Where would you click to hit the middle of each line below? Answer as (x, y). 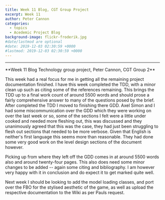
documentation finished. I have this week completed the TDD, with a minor (81, 84)
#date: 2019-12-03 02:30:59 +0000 (41, 46)
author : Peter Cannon (27, 19)
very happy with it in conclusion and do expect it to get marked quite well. (80, 172)
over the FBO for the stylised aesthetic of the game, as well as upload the (79, 187)
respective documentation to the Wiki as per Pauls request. (65, 192)
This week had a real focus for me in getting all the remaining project (75, 79)
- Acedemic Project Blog (35, 33)
